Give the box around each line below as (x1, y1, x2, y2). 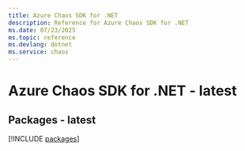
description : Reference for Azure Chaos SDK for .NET (8, 19, 190, 27)
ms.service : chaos (8, 48, 69, 56)
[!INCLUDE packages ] (8, 134, 80, 143)
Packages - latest (8, 113, 96, 127)
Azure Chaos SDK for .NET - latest (8, 82, 237, 100)
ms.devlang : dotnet (8, 41, 73, 49)
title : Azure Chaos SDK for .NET (8, 11, 119, 20)
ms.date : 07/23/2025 (8, 26, 77, 34)
